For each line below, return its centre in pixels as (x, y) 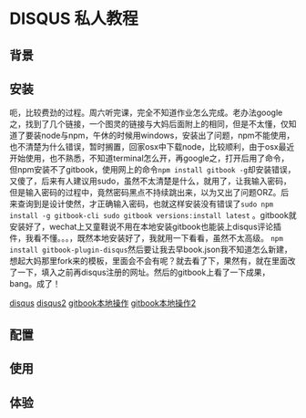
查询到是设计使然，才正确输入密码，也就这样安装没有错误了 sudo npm (145, 204)
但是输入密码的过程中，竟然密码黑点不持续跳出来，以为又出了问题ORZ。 (145, 193)
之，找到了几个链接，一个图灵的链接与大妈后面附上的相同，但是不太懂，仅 (149, 124)
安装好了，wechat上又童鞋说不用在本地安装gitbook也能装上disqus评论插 (146, 227)
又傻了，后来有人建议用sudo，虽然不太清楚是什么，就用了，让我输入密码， (150, 181)
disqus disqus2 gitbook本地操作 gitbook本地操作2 (103, 303)
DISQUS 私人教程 (74, 19)
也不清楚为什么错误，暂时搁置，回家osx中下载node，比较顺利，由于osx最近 (152, 147)
